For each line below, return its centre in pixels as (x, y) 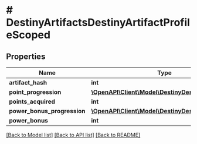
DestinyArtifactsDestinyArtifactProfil (98, 22)
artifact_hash (28, 82)
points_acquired (32, 101)
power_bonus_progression (47, 111)
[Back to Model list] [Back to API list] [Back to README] (73, 135)
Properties (26, 56)
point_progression (35, 92)
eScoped (28, 35)
